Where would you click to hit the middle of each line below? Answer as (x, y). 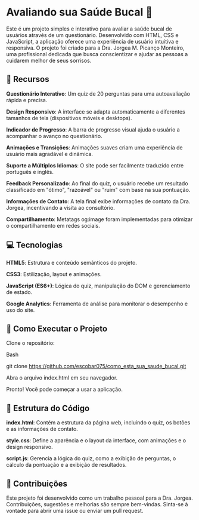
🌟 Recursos (28, 79)
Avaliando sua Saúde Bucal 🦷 (80, 12)
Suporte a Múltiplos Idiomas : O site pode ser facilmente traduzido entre (95, 165)
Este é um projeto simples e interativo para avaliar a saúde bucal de (89, 29)
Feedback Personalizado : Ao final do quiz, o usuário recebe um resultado (97, 183)
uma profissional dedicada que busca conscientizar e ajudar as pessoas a (97, 54)
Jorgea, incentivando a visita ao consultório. (60, 207)
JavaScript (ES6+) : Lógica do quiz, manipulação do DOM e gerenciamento (98, 286)
